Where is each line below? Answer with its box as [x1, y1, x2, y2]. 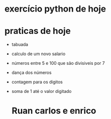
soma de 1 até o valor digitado [11, 89, 72, 94]
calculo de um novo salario [11, 51, 66, 57]
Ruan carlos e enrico [11, 105, 96, 117]
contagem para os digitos [11, 79, 63, 85]
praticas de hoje [4, 26, 71, 37]
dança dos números [11, 70, 52, 75]
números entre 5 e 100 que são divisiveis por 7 [11, 60, 105, 66]
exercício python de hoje [4, 3, 106, 15]
